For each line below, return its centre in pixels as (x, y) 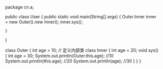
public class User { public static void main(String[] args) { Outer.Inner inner (81, 17)
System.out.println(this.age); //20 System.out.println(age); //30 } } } (73, 61)
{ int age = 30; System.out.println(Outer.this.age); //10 (59, 56)
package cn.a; (20, 7)
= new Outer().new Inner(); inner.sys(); (44, 22)
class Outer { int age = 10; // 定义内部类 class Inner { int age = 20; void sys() (82, 50)
